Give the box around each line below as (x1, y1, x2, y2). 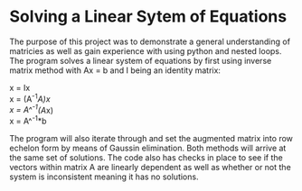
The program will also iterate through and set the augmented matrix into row (9, 132, 294, 143)
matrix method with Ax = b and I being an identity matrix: (9, 65, 222, 76)
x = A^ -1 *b (9, 114, 47, 126)
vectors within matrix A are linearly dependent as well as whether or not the (9, 161, 291, 172)
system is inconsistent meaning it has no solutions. (9, 171, 199, 182)
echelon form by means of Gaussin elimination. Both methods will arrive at (9, 142, 287, 153)
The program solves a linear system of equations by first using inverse (9, 55, 272, 66)
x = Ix (9, 82, 31, 93)
